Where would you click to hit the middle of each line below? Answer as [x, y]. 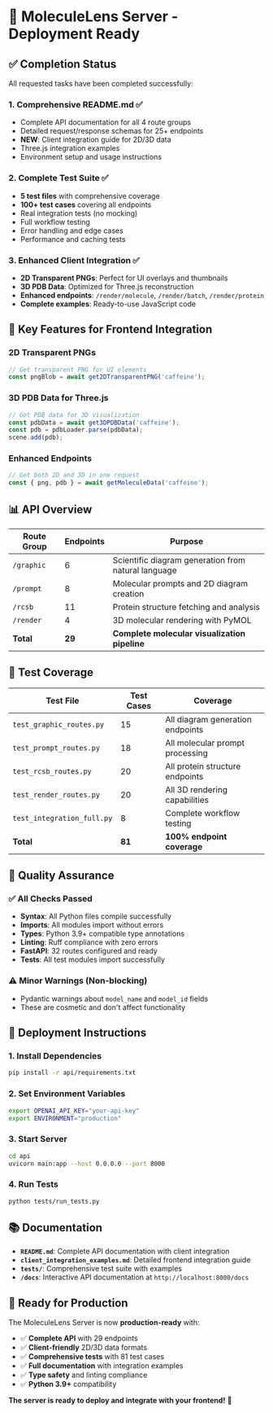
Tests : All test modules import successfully [92, 959]
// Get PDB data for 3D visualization [74, 415]
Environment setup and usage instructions [91, 157]
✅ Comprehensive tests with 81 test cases [92, 1357]
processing [187, 753]
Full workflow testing [55, 222]
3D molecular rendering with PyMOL [182, 620]
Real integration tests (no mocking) [79, 213]
